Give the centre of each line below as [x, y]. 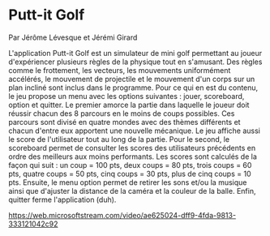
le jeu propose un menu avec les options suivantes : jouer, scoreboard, [126, 96]
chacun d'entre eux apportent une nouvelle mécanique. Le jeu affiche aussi [135, 131]
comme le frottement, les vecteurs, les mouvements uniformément [120, 70]
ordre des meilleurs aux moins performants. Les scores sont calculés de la [133, 157]
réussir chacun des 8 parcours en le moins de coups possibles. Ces [122, 113]
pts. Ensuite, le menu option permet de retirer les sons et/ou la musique [128, 182]
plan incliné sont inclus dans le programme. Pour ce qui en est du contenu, [133, 88]
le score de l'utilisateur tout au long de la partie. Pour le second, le [119, 139]
